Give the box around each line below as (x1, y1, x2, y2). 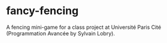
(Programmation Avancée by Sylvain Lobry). (6, 29, 116, 37)
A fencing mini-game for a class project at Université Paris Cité (6, 24, 162, 31)
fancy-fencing (6, 4, 79, 18)
